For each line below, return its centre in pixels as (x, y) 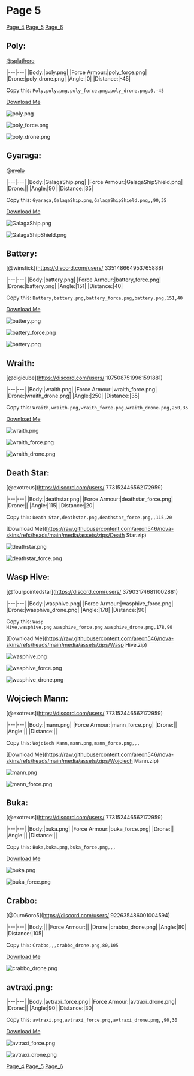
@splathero (20, 60)
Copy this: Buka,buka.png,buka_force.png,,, (61, 847)
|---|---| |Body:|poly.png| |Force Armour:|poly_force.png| (77, 72)
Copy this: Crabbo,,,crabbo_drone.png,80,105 (62, 945)
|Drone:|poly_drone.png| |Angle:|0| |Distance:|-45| (68, 78)
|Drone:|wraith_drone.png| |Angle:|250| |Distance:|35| (73, 396)
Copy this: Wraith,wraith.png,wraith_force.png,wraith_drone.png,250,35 (97, 408)
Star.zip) (136, 535)
